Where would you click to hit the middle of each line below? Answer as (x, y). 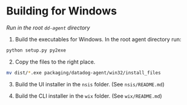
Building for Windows (61, 11)
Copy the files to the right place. (55, 62)
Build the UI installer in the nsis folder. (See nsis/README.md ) (90, 84)
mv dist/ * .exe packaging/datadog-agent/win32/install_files (84, 73)
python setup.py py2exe (36, 50)
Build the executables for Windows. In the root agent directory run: (98, 39)
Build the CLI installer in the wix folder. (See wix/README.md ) (88, 96)
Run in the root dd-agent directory (48, 28)
